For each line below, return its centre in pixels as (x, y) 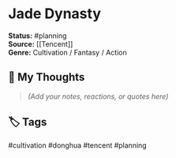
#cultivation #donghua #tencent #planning (78, 145)
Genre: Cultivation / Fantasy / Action (68, 52)
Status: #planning (37, 36)
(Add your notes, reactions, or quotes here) (98, 96)
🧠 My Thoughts (47, 77)
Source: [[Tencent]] (41, 43)
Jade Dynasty (54, 14)
